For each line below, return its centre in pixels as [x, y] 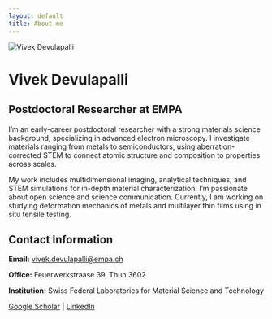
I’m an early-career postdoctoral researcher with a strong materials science [135, 129]
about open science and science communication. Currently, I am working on [136, 197]
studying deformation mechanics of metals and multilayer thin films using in [135, 205]
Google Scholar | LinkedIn [52, 307]
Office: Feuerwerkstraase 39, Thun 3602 [77, 275]
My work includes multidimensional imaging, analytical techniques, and [127, 179]
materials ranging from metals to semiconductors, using [102, 146]
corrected [25, 155]
